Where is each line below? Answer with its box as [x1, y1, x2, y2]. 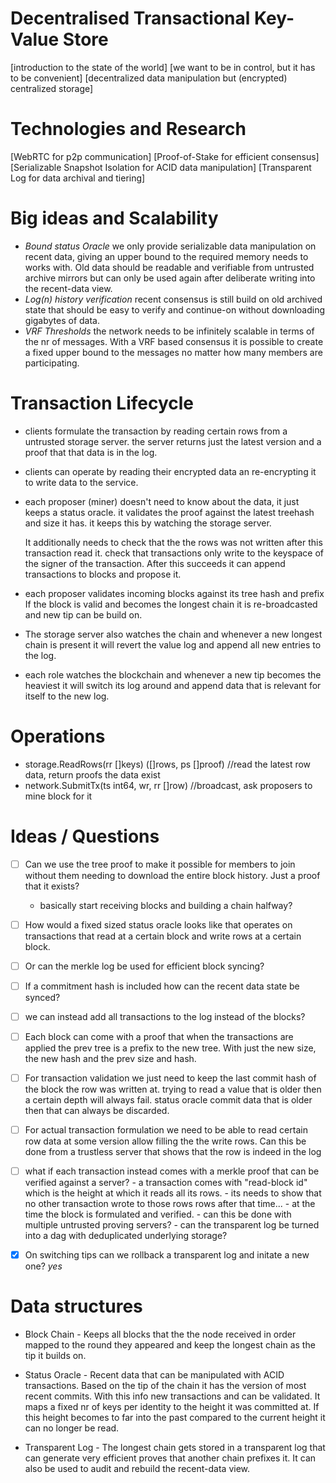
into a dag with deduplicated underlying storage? [24, 1230, 228, 1242]
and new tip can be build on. [24, 608, 143, 621]
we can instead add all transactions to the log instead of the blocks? [24, 1010, 306, 1022]
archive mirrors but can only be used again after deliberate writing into [24, 272, 316, 284]
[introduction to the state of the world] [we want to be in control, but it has [10, 61, 316, 73]
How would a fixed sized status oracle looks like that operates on [24, 918, 293, 931]
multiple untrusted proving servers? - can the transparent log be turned [24, 1219, 320, 1231]
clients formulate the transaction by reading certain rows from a [24, 425, 288, 437]
